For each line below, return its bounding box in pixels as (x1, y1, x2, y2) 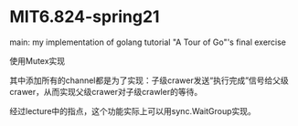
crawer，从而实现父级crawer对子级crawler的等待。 (9, 86, 203, 97)
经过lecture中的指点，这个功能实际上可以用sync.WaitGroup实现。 (9, 105, 256, 116)
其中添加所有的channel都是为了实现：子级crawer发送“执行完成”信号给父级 (9, 75, 290, 86)
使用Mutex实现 (9, 55, 66, 66)
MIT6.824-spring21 (9, 6, 160, 27)
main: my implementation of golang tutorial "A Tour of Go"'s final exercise (9, 37, 286, 47)
